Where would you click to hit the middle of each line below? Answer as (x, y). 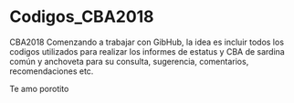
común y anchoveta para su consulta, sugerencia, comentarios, (129, 61)
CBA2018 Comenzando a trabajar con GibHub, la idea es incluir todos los (147, 42)
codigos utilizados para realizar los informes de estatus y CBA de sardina (147, 51)
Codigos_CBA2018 (82, 17)
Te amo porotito (39, 88)
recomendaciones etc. (52, 71)
